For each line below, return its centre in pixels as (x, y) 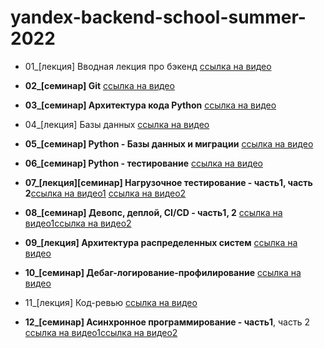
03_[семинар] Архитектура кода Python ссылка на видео (150, 105)
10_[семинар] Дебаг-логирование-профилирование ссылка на (163, 272)
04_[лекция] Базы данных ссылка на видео (117, 124)
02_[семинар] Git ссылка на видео (99, 85)
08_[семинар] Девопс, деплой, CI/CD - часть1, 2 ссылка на (153, 212)
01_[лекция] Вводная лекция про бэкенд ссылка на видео (148, 66)
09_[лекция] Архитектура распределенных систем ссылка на (161, 242)
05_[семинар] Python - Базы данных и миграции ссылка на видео (169, 143)
